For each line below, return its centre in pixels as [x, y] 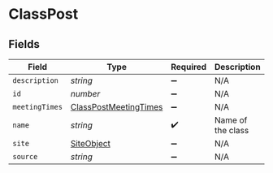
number [85, 94]
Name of [231, 120]
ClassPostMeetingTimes [117, 107]
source [25, 156]
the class [232, 130]
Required [188, 67]
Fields [24, 44]
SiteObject [91, 143]
